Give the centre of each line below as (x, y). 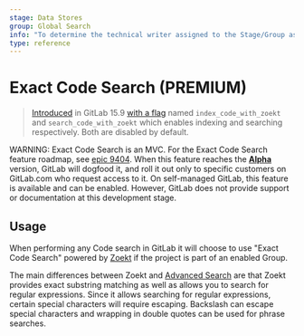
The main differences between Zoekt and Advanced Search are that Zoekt (148, 275)
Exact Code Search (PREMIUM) (128, 88)
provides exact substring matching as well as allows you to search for (139, 285)
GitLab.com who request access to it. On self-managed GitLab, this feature (149, 178)
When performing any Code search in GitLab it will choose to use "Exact (144, 248)
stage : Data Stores (46, 18)
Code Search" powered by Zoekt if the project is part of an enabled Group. (148, 258)
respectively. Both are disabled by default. (110, 132)
